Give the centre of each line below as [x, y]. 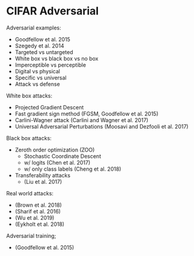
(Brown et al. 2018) [38, 205]
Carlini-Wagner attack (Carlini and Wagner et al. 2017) [82, 120]
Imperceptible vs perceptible [50, 65]
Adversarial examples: [34, 28]
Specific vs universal [41, 78]
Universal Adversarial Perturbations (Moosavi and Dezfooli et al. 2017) [102, 126]
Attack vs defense [37, 84]
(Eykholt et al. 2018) [40, 224]
